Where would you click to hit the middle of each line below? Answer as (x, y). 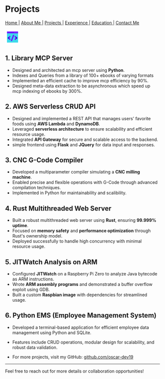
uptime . (20, 226)
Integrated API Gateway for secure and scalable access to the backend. (85, 139)
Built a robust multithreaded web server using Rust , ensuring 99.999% (84, 220)
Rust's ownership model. (37, 236)
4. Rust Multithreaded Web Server (58, 208)
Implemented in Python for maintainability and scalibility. (69, 193)
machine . (22, 177)
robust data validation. (35, 347)
